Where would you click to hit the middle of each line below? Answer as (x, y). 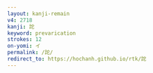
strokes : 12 (24, 40)
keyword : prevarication (42, 33)
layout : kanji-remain (39, 14)
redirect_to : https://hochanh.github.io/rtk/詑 (77, 59)
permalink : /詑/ (30, 53)
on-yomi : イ (24, 46)
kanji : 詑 (21, 26)
